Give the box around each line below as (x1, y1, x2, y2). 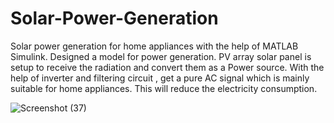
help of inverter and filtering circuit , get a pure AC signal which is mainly (10, 72, 310, 84)
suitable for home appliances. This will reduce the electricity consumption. (10, 82, 318, 94)
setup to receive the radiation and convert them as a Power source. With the (10, 61, 325, 73)
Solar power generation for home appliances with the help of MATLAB (10, 40, 299, 52)
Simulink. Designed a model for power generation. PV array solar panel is (10, 50, 312, 62)
